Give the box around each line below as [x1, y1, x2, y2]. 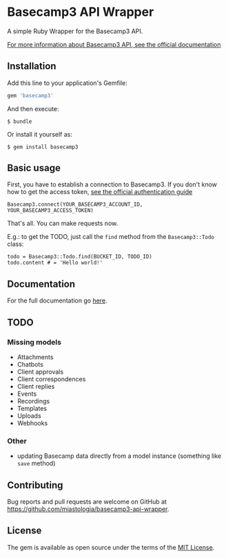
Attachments [17, 353, 54, 361]
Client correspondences [17, 374, 86, 383]
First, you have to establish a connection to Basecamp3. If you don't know [7, 180, 218, 189]
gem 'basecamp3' [7, 92, 54, 99]
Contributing [7, 479, 63, 491]
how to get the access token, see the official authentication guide [7, 188, 193, 196]
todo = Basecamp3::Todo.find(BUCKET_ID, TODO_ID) [7, 253, 153, 260]
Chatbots [17, 360, 43, 368]
